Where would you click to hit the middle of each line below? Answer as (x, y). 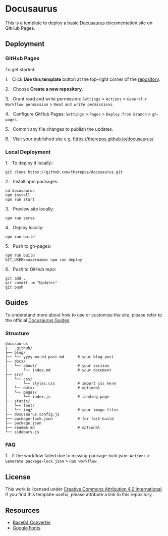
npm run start (20, 199)
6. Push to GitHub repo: (31, 269)
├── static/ (18, 401)
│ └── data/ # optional (53, 388)
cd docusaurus (20, 191)
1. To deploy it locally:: (30, 163)
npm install (18, 195)
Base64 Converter (32, 522)
